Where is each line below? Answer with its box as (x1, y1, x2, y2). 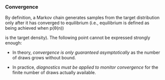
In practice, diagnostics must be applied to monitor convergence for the (12, 64, 159, 70)
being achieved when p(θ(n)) (5, 25, 64, 31)
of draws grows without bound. (12, 55, 76, 61)
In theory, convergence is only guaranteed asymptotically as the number (12, 49, 160, 55)
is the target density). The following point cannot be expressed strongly (5, 35, 150, 40)
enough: (5, 40, 22, 46)
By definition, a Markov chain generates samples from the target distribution (5, 15, 160, 21)
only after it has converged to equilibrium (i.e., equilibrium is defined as (5, 20, 149, 26)
